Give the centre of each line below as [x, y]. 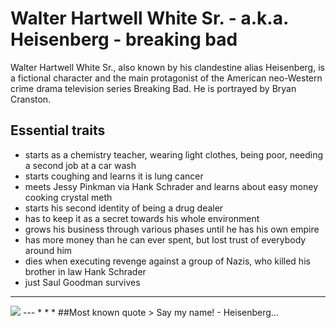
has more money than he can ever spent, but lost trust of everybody [165, 239]
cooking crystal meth [68, 197]
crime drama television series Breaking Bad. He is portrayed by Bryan [153, 88]
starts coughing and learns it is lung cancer [114, 176]
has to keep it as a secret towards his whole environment [142, 218]
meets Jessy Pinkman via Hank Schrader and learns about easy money [171, 186]
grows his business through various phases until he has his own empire [172, 229]
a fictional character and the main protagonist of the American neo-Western [166, 78]
